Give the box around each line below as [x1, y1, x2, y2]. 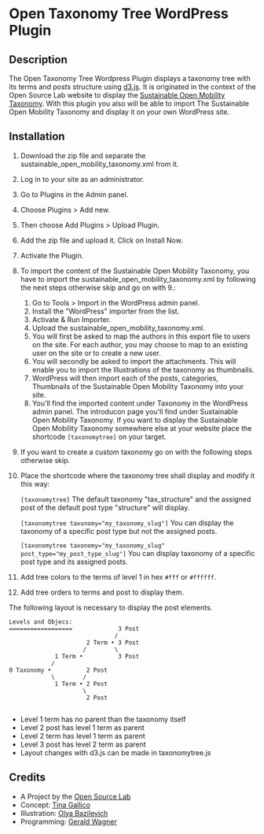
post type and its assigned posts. [20, 557, 128, 566]
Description [9, 53, 68, 66]
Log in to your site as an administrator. [20, 174, 145, 183]
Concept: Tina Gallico [20, 800, 91, 810]
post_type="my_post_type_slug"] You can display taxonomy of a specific [20, 548, 255, 558]
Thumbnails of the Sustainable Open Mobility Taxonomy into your [31, 381, 244, 391]
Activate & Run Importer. [31, 314, 112, 324]
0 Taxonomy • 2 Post [9, 666, 108, 674]
